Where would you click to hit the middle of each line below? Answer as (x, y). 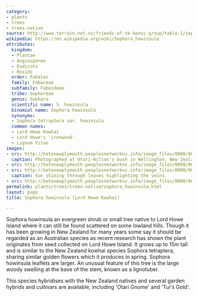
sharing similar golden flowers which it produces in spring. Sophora (88, 257)
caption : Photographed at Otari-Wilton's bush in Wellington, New (95, 159)
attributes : (21, 45)
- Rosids (22, 72)
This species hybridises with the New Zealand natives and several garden (95, 281)
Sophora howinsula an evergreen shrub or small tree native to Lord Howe (95, 219)
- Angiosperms (29, 61)
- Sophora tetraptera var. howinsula (58, 121)
